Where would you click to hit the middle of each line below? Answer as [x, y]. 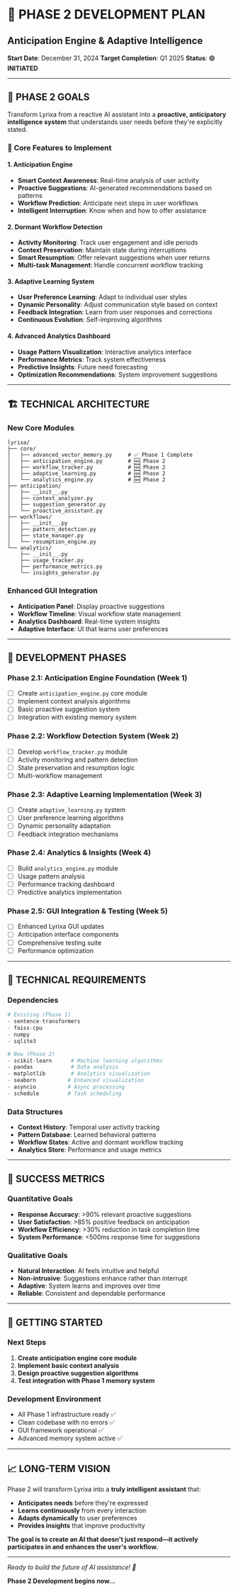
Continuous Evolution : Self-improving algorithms [90, 320]
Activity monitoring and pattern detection [78, 759]
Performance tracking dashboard [66, 884]
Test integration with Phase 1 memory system [86, 1380]
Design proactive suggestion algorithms [78, 1373]
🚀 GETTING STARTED [55, 1322]
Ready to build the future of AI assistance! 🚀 [72, 1567]
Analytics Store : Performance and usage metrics [90, 1150]
